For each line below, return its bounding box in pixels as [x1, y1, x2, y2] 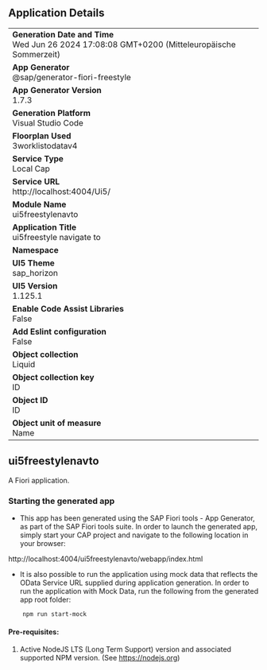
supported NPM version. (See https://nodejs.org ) [19, 653, 180, 663]
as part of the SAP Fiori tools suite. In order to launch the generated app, [19, 521, 258, 531]
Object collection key [12, 371, 95, 382]
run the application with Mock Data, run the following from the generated [19, 586, 259, 595]
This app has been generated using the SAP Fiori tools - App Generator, [19, 513, 256, 523]
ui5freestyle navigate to [12, 231, 101, 242]
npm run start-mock [22, 610, 87, 618]
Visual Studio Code [12, 117, 83, 128]
